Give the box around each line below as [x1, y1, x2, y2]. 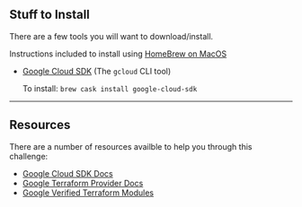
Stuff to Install [9, 7, 90, 22]
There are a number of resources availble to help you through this [9, 141, 253, 151]
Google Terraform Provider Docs [22, 177, 144, 188]
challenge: [9, 151, 49, 161]
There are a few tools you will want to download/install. [9, 30, 214, 41]
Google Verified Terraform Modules [22, 187, 155, 198]
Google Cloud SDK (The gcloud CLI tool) [22, 65, 172, 76]
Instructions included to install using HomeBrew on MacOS [9, 48, 227, 59]
